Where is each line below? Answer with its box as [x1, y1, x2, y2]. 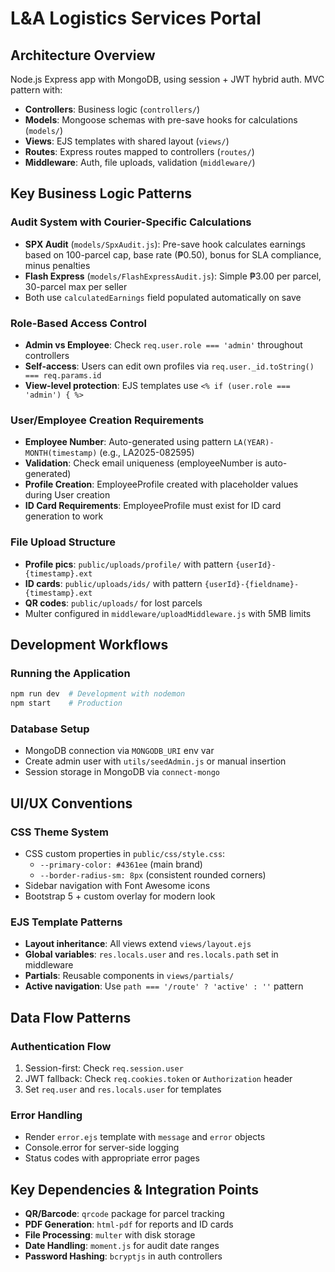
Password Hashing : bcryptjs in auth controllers [24, 1250, 223, 1262]
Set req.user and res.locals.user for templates [24, 1083, 222, 1095]
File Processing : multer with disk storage [24, 1229, 196, 1241]
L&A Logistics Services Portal [10, 7, 262, 30]
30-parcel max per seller [24, 280, 128, 292]
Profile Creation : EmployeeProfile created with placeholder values [24, 478, 299, 491]
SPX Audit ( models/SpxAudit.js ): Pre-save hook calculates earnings [24, 238, 307, 250]
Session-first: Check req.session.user [24, 1062, 184, 1074]
